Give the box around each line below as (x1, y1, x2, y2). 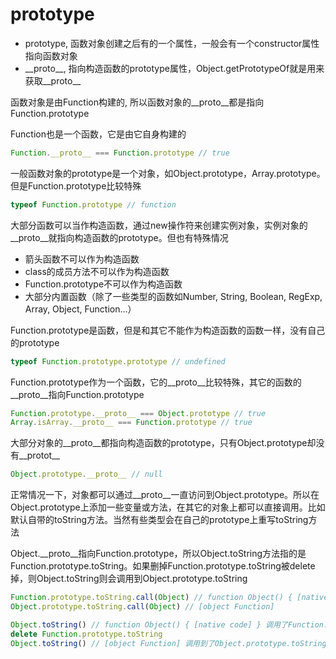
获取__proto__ (24, 74, 82, 87)
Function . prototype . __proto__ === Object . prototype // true (10, 408, 267, 418)
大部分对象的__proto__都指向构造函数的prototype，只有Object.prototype (10, 437, 308, 449)
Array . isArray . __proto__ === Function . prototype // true (10, 418, 253, 428)
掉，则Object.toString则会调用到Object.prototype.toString (10, 573, 248, 585)
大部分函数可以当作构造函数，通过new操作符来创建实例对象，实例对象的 (10, 219, 308, 231)
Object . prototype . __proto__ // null (10, 469, 163, 480)
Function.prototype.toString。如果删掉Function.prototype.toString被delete (10, 560, 316, 572)
